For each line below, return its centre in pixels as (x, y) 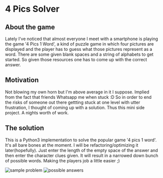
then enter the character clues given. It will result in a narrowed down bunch (82, 156)
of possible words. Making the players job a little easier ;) (62, 160)
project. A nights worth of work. (37, 112)
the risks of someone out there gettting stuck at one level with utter (73, 102)
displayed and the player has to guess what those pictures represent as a (79, 49)
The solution (25, 128)
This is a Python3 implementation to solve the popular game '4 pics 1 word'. (81, 140)
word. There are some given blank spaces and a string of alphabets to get (79, 54)
